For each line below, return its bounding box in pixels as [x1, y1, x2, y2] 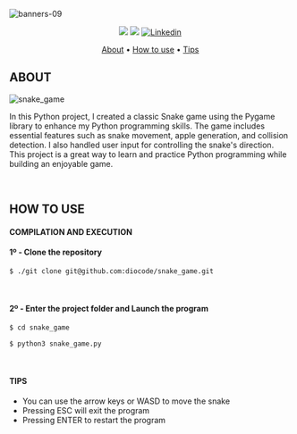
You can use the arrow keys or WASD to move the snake [21, 396, 231, 406]
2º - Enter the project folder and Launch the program [9, 304, 208, 314]
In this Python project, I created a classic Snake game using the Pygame [9, 111, 276, 121]
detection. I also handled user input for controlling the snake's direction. [9, 139, 275, 150]
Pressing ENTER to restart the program [21, 415, 166, 426]
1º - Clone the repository [9, 246, 103, 258]
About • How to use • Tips [101, 45, 199, 54]
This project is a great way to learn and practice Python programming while [9, 148, 287, 160]
